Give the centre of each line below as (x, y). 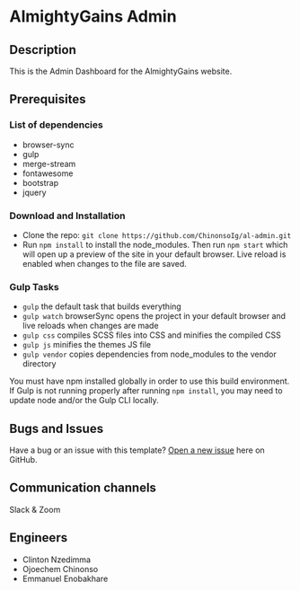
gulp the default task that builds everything (101, 306)
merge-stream (49, 163)
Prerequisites (48, 99)
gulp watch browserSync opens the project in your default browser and (154, 316)
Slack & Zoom (35, 509)
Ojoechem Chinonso (60, 569)
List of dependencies (56, 125)
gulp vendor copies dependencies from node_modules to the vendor (149, 354)
